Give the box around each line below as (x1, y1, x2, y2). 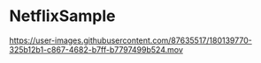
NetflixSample (9, 6, 116, 26)
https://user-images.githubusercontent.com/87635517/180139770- (9, 35, 252, 45)
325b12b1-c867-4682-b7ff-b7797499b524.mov (9, 44, 184, 54)
